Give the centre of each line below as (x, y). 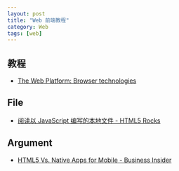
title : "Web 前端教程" (38, 20)
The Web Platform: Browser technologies (77, 81)
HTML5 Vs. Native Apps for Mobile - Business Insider (94, 160)
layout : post (26, 14)
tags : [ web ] (25, 33)
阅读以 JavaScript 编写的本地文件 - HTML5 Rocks (89, 121)
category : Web (28, 27)
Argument (30, 143)
